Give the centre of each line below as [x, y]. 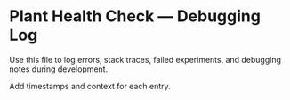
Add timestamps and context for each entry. [90, 86]
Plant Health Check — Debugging [135, 16]
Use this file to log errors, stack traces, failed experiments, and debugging [145, 59]
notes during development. [59, 69]
